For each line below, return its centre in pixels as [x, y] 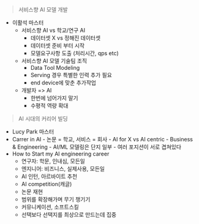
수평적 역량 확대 [49, 106]
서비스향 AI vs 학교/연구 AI [53, 30]
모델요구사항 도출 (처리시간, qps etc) [75, 53]
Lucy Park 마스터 [33, 132]
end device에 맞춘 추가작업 [63, 83]
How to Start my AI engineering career [61, 154]
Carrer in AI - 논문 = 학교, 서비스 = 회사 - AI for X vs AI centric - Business [102, 139]
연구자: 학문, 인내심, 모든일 [53, 161]
